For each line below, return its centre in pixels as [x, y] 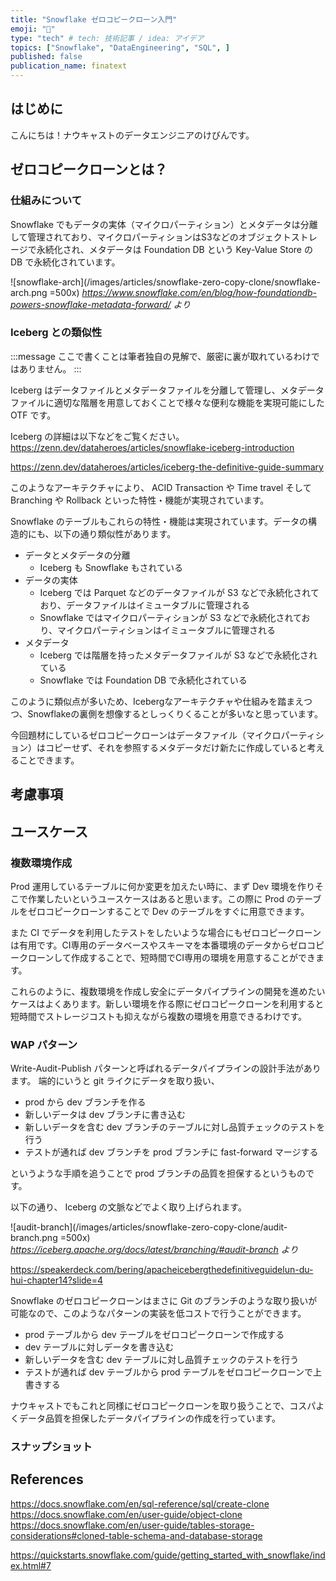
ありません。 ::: [50, 368]
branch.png [34, 1238]
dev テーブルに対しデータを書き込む [99, 1347]
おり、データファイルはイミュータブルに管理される [145, 605]
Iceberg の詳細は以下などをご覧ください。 [97, 436]
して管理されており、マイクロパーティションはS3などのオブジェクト [151, 237]
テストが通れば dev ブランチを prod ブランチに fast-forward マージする [171, 1152]
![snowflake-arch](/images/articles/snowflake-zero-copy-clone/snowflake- [165, 282]
